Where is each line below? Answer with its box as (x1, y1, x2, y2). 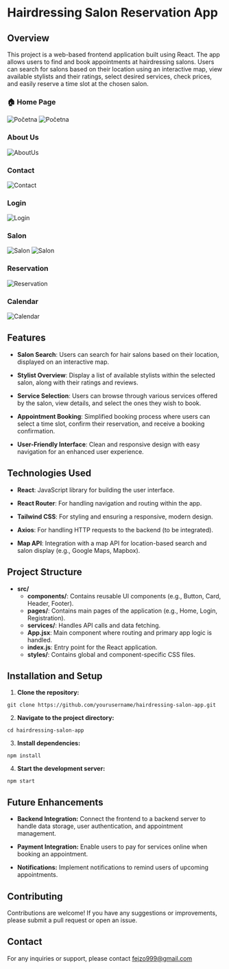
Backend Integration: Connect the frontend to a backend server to (16, 815, 206, 823)
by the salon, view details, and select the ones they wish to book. (16, 399, 202, 407)
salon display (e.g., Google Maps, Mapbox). (16, 546, 141, 554)
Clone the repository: (16, 688, 80, 697)
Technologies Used (7, 468, 91, 479)
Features (7, 332, 46, 344)
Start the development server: (16, 765, 106, 773)
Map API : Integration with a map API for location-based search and (16, 538, 207, 547)
